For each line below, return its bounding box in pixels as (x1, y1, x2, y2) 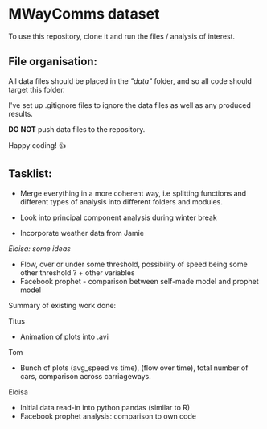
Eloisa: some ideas (8, 243, 71, 254)
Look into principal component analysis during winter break (19, 212, 217, 222)
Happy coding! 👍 (8, 140, 67, 150)
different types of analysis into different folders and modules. (19, 196, 224, 206)
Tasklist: (8, 167, 52, 181)
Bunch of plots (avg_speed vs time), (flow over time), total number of (19, 363, 249, 373)
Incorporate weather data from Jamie (19, 228, 145, 237)
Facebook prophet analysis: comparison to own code (19, 411, 197, 421)
